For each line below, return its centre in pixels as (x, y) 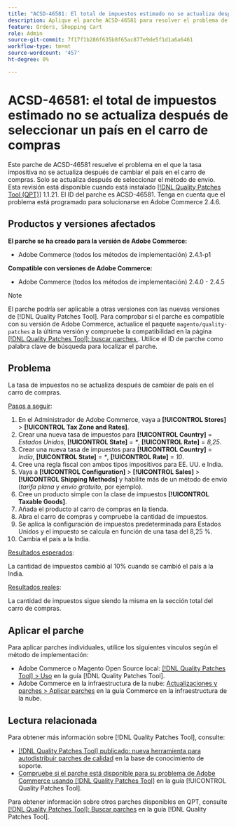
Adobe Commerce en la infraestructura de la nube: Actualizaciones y (118, 683)
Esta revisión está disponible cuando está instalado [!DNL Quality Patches (114, 187)
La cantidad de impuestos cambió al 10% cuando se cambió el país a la (111, 567)
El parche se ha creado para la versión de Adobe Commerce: (98, 241)
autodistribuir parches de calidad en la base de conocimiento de (111, 758)
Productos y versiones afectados (82, 224)
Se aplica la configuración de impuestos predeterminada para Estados (119, 524)
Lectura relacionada (53, 720)
